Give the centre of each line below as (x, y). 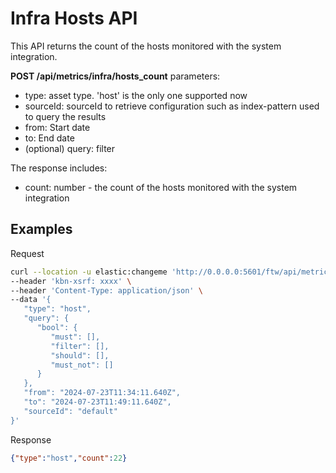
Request (27, 253)
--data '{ (31, 300)
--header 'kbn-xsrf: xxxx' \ (71, 281)
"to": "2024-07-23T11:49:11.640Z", (97, 402)
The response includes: (59, 168)
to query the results (65, 116)
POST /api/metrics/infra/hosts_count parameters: (115, 76)
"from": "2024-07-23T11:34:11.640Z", (102, 393)
